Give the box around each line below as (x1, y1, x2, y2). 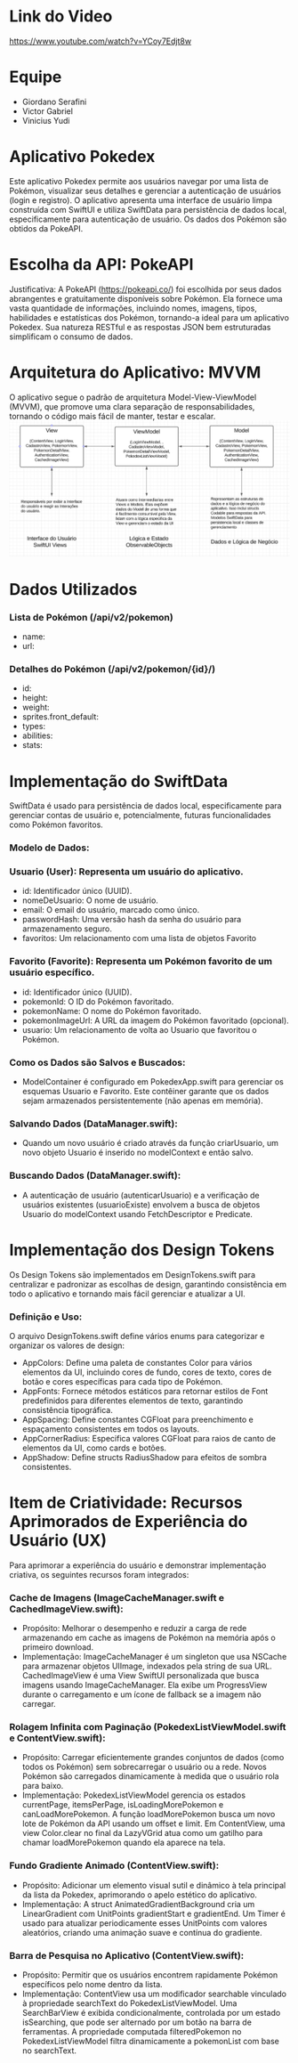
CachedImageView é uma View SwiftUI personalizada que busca (21, 1670, 260, 1681)
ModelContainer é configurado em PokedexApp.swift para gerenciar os (21, 1076, 285, 1087)
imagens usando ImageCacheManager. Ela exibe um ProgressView (21, 1680, 268, 1691)
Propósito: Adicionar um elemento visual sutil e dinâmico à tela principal (21, 1880, 286, 1890)
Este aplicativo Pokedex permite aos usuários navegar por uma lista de (9, 175, 269, 186)
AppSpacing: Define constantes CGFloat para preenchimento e (21, 1414, 254, 1425)
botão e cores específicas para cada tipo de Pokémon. (21, 1376, 223, 1386)
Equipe (9, 67, 62, 87)
